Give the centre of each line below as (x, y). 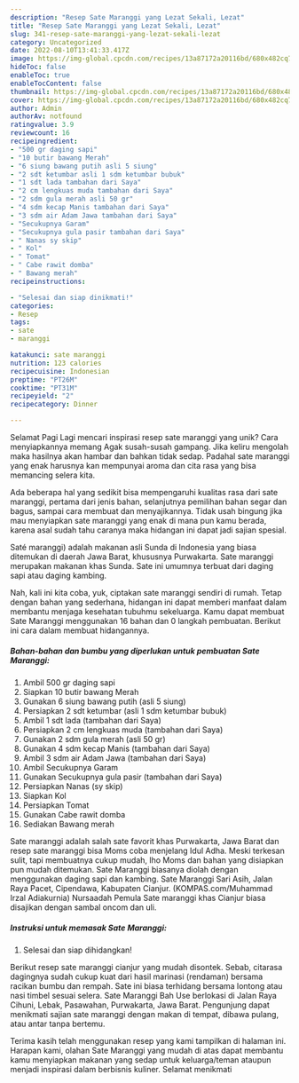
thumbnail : (30, 91)
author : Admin (36, 108)
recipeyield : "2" (42, 396)
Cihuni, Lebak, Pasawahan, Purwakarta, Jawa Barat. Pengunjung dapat (140, 1005)
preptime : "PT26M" (44, 379)
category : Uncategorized (56, 42)
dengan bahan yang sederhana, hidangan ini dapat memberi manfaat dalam (149, 602)
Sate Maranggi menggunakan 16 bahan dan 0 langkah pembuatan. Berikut (146, 621)
